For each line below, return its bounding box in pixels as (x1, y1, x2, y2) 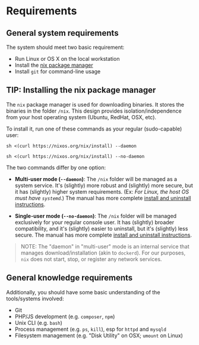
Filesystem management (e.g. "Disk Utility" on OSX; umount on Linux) (14, 332, 183, 339)
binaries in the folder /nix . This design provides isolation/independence (6, 107, 182, 114)
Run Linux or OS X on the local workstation (14, 55, 120, 62)
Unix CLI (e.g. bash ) (14, 319, 62, 326)
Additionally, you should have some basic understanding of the (6, 288, 160, 296)
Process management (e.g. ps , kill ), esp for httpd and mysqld (14, 325, 166, 332)
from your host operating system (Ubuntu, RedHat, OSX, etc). (6, 113, 156, 120)
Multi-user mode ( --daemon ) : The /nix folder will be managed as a (14, 175, 177, 182)
